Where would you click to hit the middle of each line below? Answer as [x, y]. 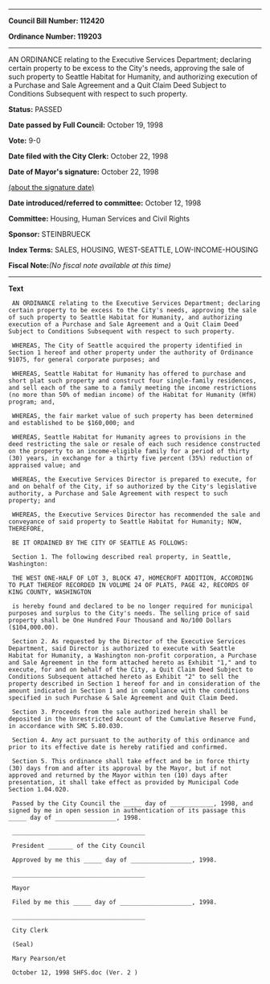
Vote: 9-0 [25, 141]
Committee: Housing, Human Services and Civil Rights [99, 219]
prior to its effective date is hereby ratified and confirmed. [118, 747]
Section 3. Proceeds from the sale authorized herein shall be [120, 712]
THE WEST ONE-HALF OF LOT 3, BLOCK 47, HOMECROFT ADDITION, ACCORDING [132, 578]
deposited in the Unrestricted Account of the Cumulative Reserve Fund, [133, 719]
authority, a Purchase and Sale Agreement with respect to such [118, 494]
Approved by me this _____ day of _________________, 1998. [115, 860]
